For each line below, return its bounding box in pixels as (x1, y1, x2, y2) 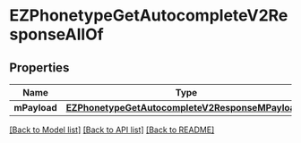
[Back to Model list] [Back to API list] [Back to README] (9, 124, 215, 135)
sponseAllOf (9, 24, 105, 45)
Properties (9, 60, 70, 75)
